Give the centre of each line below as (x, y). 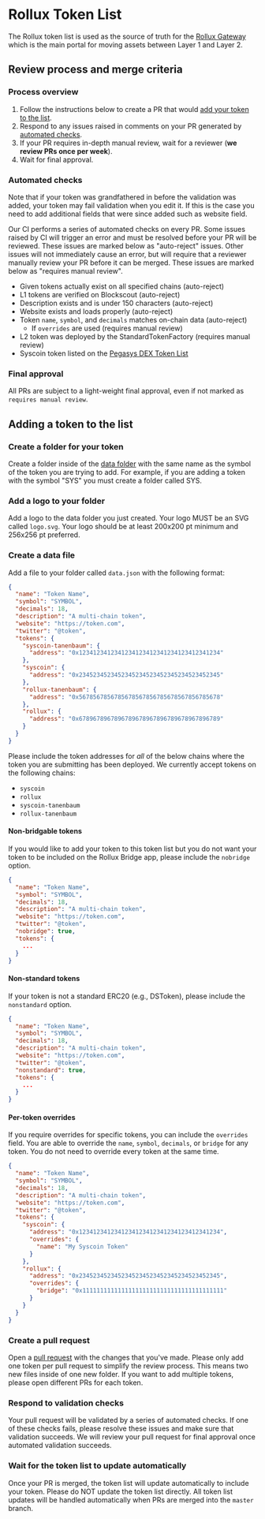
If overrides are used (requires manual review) (107, 328)
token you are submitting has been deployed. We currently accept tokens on (132, 764)
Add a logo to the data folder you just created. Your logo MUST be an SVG (129, 518)
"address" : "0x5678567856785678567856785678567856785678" (126, 697)
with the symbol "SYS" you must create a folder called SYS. (105, 480)
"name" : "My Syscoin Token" (82, 1247)
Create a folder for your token (66, 446)
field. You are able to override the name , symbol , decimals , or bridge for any (128, 1143)
